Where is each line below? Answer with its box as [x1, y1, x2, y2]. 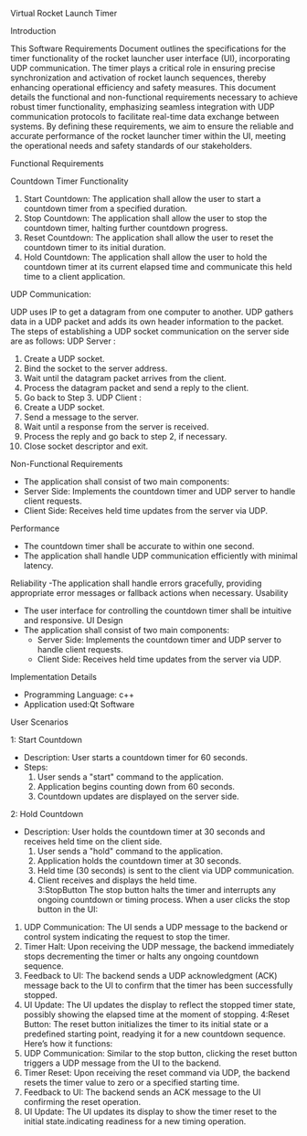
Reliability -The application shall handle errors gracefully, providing [10, 578, 262, 589]
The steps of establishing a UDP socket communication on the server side [10, 326, 290, 336]
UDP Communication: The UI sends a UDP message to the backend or [23, 922, 289, 932]
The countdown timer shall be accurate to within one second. [23, 541, 255, 551]
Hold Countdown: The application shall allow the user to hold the [23, 251, 268, 262]
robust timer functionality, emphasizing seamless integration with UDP [10, 101, 275, 112]
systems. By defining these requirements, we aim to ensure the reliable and [10, 121, 294, 132]
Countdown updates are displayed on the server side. [37, 791, 240, 802]
